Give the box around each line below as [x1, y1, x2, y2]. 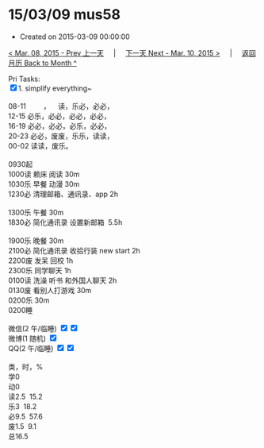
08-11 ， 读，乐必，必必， [8, 101, 114, 110]
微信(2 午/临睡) [8, 323, 57, 333]
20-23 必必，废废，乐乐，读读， [8, 131, 114, 141]
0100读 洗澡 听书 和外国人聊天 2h [8, 276, 117, 285]
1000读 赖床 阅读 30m [8, 169, 80, 179]
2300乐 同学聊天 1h [8, 265, 71, 275]
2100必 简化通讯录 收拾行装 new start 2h [8, 245, 141, 255]
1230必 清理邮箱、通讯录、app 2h [8, 189, 119, 199]
